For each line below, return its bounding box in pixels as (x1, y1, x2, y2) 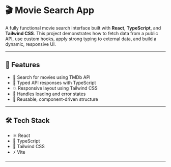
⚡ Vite (12, 149, 25, 155)
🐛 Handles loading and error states (12, 91, 86, 97)
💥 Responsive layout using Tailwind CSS (12, 85, 98, 91)
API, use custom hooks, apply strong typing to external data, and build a (5, 36, 157, 42)
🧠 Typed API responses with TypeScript (12, 79, 96, 86)
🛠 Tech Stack (5, 116, 50, 125)
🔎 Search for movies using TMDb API (12, 74, 91, 80)
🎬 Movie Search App (5, 5, 95, 16)
